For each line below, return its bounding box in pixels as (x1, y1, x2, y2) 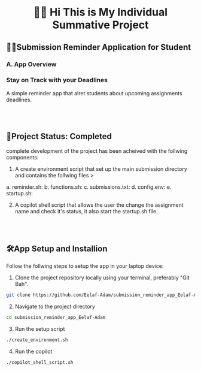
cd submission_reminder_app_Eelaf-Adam (6, 315, 106, 321)
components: (6, 153, 39, 161)
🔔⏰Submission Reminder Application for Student (6, 42, 191, 52)
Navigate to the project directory (14, 303, 96, 310)
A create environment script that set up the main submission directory (14, 165, 187, 173)
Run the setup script (14, 325, 65, 333)
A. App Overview (6, 60, 57, 68)
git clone (6, 292, 31, 298)
